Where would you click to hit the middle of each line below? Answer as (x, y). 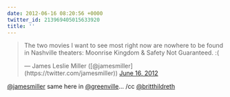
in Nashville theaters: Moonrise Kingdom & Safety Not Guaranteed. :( (121, 53)
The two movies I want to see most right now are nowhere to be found (124, 46)
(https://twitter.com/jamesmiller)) (71, 73)
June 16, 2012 (139, 73)
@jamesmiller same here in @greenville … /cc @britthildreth (91, 87)
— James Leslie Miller (55, 66)
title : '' (21, 26)
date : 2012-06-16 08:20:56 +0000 (55, 13)
